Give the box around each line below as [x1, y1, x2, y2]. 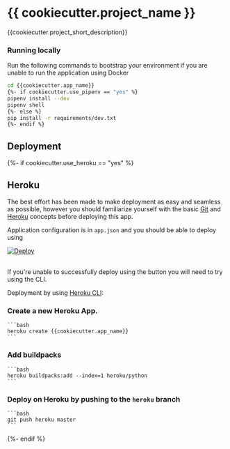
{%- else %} [7, 108, 42, 115]
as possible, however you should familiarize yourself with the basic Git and [7, 204, 221, 213]
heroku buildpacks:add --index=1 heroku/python [7, 372, 148, 379]
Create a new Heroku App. [7, 305, 99, 315]
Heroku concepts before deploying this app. [7, 212, 133, 220]
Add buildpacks [7, 350, 62, 360]
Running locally [7, 45, 61, 55]
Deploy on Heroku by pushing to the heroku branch [7, 394, 181, 404]
